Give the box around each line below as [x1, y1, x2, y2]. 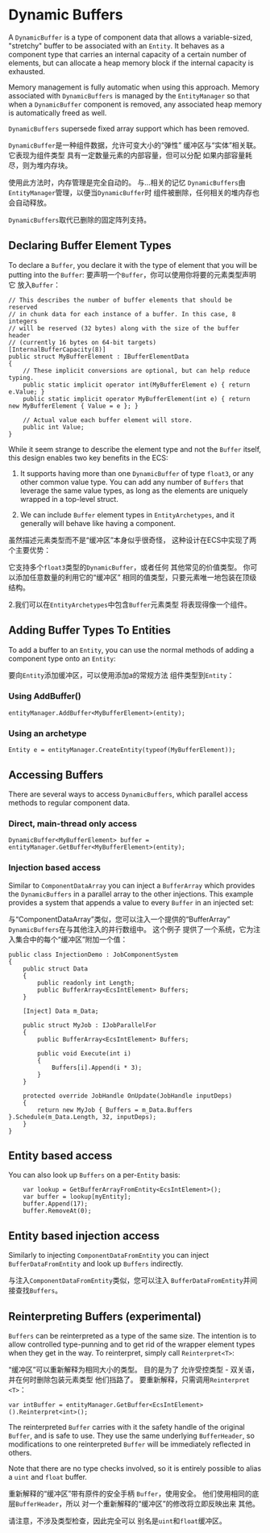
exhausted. [8, 66, 46, 76]
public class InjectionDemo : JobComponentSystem [8, 950, 179, 959]
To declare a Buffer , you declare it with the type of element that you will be [8, 260, 258, 269]
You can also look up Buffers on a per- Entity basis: [8, 1170, 181, 1180]
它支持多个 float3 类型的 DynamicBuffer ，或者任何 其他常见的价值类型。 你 [8, 562, 251, 572]
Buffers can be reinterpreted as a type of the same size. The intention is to [8, 1331, 256, 1340]
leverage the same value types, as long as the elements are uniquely [19, 486, 248, 495]
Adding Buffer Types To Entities [8, 624, 171, 637]
